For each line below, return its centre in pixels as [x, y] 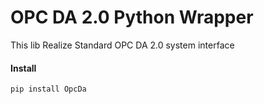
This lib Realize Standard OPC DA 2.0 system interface [122, 45]
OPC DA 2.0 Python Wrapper [132, 17]
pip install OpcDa [48, 89]
